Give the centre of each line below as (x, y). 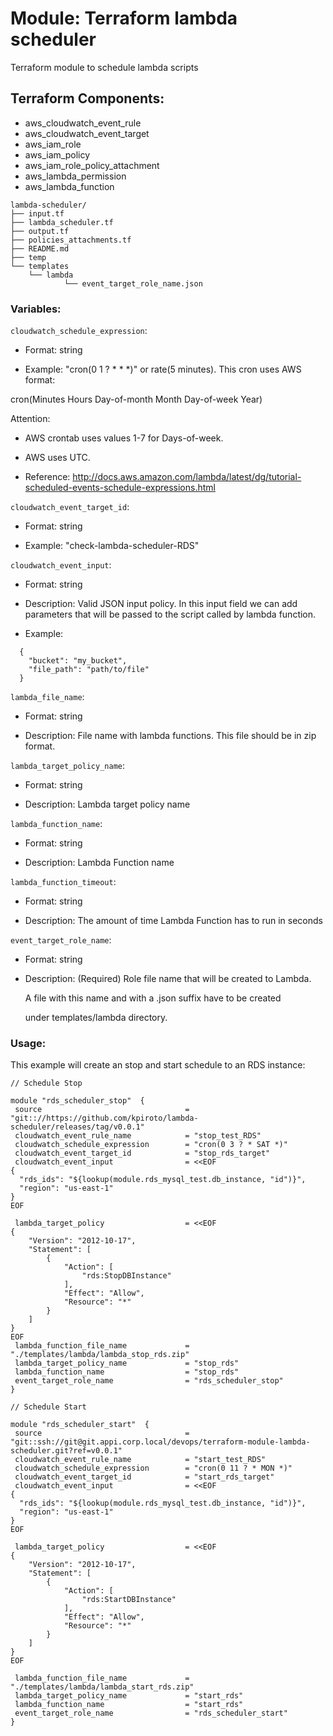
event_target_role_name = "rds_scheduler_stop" (149, 1381)
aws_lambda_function (69, 186)
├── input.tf (37, 213)
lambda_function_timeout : (63, 882)
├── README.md (40, 248)
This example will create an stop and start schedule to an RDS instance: (158, 1065)
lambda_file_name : (47, 697)
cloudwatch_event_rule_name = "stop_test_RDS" (138, 1136)
